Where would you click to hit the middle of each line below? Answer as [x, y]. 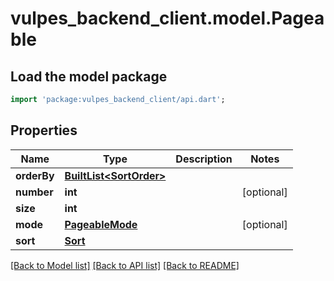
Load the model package [89, 76]
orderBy [35, 175]
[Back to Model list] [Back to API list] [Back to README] [125, 265]
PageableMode [101, 224]
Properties [44, 130]
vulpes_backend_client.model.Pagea [167, 18]
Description [204, 159]
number [34, 192]
